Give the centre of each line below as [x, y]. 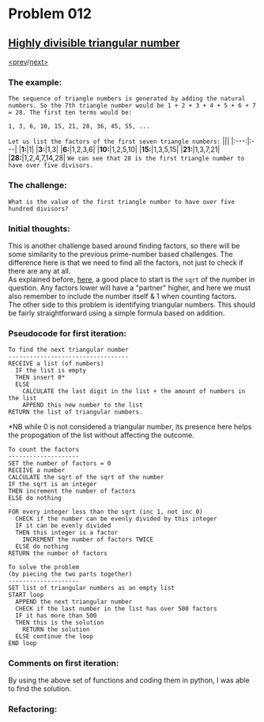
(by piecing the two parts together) [70, 574]
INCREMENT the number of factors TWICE [88, 540]
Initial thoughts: [39, 229]
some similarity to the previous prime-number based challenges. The [121, 254]
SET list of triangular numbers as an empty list [92, 588]
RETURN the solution [56, 629]
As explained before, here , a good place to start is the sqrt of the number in [132, 279]
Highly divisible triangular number [94, 43]
